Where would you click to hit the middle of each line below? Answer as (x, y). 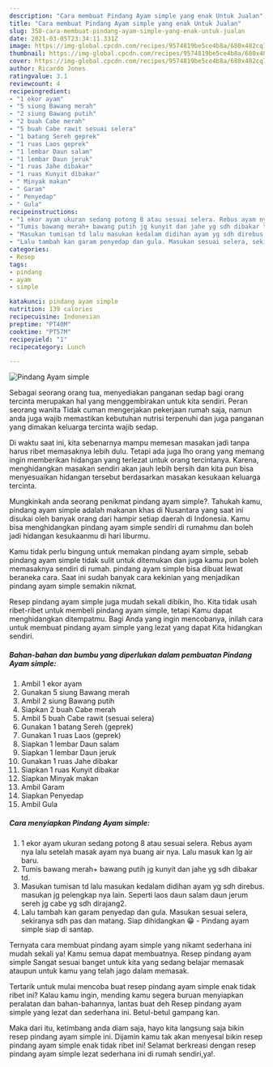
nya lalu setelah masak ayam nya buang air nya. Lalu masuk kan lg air (137, 852)
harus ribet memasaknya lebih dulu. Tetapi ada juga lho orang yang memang (137, 451)
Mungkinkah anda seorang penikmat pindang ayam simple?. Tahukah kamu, (136, 501)
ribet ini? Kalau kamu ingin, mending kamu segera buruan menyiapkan (126, 995)
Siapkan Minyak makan (60, 779)
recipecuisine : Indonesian (55, 317)
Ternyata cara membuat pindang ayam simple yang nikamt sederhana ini (130, 945)
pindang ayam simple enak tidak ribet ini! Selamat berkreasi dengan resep (132, 1045)
